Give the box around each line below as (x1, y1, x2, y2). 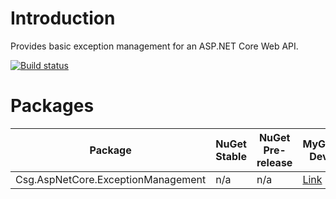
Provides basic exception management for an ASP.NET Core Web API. (10, 40, 299, 52)
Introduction (10, 7, 116, 30)
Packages (10, 95, 95, 117)
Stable (215, 149, 247, 163)
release (256, 155, 293, 169)
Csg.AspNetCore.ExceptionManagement (15, 172, 207, 186)
